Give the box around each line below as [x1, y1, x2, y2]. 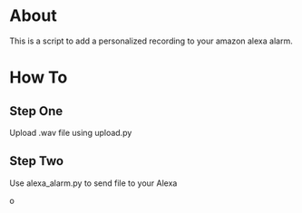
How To [9, 67, 68, 88]
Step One [9, 103, 63, 119]
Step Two [9, 153, 64, 169]
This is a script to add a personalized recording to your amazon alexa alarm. [9, 35, 293, 46]
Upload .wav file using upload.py [9, 127, 132, 138]
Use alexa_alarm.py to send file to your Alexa [9, 178, 178, 189]
